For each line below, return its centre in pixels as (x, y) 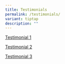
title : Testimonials (26, 10)
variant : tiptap (22, 19)
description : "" (22, 23)
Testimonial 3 (19, 57)
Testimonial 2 (19, 47)
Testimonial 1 (18, 37)
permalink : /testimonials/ (33, 14)
